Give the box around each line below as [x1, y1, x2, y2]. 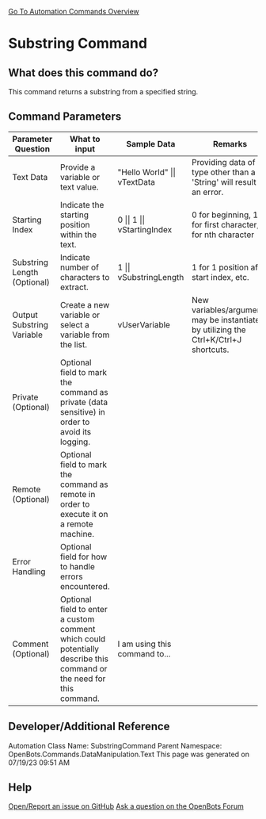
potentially [59, 643, 100, 654]
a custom [59, 614, 95, 625]
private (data [59, 396, 108, 408]
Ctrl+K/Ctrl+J [191, 334, 242, 345]
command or [59, 663, 108, 674]
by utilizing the [191, 324, 247, 335]
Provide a [59, 162, 96, 173]
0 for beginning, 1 [191, 209, 259, 220]
